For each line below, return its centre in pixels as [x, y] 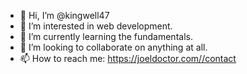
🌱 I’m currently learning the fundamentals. [106, 36]
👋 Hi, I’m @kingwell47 [64, 15]
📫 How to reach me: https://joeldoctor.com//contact [128, 58]
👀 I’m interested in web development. [96, 26]
